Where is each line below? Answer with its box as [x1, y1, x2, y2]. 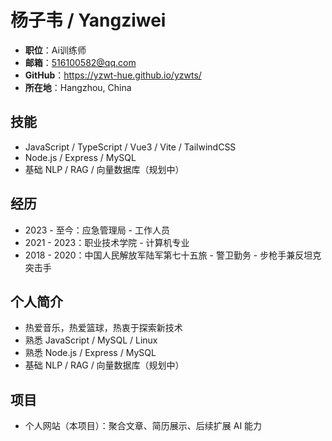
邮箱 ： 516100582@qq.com [24, 56, 137, 68]
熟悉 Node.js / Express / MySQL [24, 347, 157, 359]
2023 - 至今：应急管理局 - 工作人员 [24, 224, 170, 236]
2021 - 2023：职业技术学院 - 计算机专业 [24, 236, 190, 248]
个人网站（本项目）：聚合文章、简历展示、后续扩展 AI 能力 [24, 420, 263, 432]
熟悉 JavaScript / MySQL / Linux [24, 334, 158, 346]
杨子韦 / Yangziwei [10, 9, 167, 32]
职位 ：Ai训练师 [24, 44, 87, 56]
